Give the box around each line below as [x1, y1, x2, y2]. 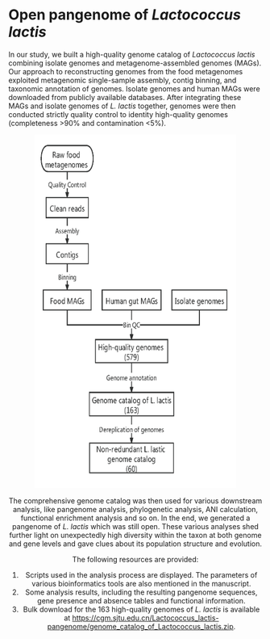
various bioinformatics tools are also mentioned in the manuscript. [31, 578, 251, 588]
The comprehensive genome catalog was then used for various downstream [8, 495, 263, 506]
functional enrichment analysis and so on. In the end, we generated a [20, 513, 251, 523]
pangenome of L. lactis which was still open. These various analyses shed [11, 521, 260, 531]
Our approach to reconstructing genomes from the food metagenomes [8, 66, 243, 76]
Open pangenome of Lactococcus [8, 6, 242, 24]
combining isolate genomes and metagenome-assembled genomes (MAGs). [8, 58, 262, 68]
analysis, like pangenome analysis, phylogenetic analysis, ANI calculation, [12, 504, 259, 514]
